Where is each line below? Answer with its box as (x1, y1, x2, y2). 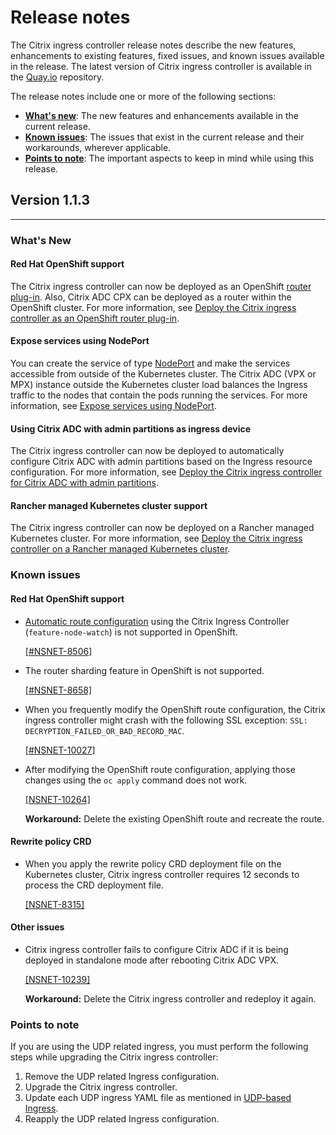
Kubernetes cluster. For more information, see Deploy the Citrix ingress (10, 532, 303, 545)
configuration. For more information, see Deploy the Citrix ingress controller (10, 466, 323, 478)
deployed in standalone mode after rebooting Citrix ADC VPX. (24, 954, 279, 966)
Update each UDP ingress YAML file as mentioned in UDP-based (24, 1092, 292, 1104)
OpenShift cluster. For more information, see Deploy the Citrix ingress (10, 301, 297, 313)
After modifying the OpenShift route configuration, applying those (24, 763, 296, 775)
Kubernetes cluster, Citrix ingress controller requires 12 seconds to (24, 868, 300, 880)
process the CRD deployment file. (24, 879, 164, 891)
